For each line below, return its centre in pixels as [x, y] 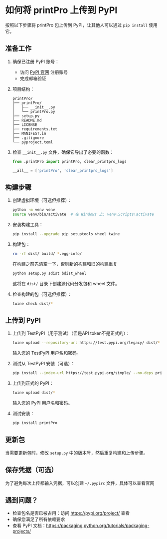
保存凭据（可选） [31, 470]
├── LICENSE [25, 125]
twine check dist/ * [33, 303]
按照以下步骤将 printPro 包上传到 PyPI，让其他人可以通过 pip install [77, 25]
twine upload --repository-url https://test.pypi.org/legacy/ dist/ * [86, 343]
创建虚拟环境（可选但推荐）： [42, 200]
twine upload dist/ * [34, 393]
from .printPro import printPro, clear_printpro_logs [69, 161]
